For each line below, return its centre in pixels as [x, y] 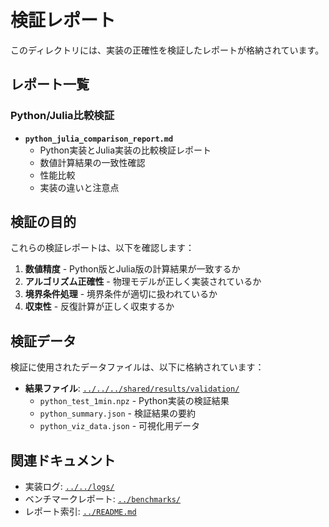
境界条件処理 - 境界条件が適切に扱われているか [121, 294]
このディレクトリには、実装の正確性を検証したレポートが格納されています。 [167, 50]
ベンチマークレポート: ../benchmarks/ [103, 499]
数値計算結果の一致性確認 [92, 162]
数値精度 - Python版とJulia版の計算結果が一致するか [132, 269]
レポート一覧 [50, 84]
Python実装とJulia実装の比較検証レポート [125, 150]
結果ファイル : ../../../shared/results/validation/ [132, 388]
